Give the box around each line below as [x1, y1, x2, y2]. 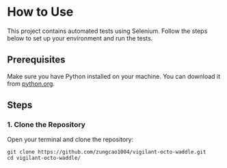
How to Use [7, 4, 74, 20]
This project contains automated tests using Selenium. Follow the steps [7, 27, 208, 35]
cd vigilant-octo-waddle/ [7, 155, 81, 162]
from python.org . [7, 80, 55, 88]
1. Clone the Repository [7, 120, 85, 130]
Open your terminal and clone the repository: [7, 135, 134, 144]
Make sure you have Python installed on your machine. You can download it [7, 72, 221, 80]
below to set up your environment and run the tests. [7, 34, 153, 42]
